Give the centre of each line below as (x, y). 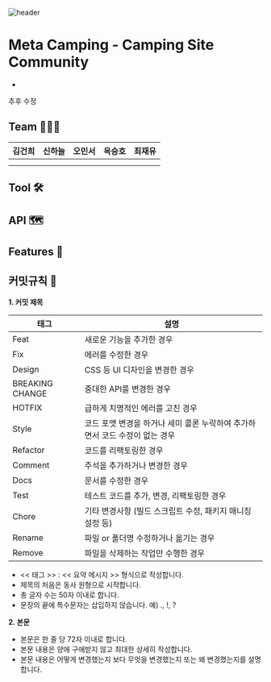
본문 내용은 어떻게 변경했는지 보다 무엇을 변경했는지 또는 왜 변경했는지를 (133, 659)
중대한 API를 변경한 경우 (128, 389)
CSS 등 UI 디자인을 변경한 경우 (140, 369)
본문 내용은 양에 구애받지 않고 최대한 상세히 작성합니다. (106, 649)
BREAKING (33, 383)
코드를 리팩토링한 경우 (124, 450)
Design (26, 369)
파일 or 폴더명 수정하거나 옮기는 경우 (150, 538)
